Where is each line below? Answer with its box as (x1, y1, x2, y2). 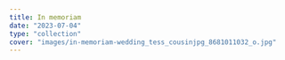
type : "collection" (9, 29, 82, 38)
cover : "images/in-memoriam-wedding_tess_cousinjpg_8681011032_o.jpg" (9, 37, 277, 47)
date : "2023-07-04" (9, 21, 82, 30)
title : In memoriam (9, 12, 82, 22)
